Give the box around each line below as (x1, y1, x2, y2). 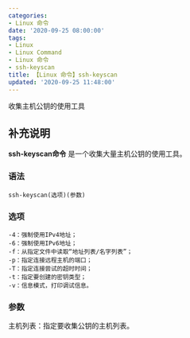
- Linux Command (8, 49, 62, 56)
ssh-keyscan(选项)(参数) (8, 191, 86, 199)
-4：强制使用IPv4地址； (8, 231, 78, 239)
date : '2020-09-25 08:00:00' (8, 26, 105, 34)
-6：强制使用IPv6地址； (8, 239, 78, 247)
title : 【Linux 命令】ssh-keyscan (8, 71, 118, 79)
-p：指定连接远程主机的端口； (8, 256, 93, 264)
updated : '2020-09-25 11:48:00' (8, 78, 115, 86)
